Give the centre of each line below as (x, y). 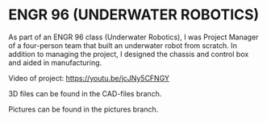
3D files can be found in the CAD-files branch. (85, 93)
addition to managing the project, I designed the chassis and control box (129, 54)
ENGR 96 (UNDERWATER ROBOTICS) (134, 15)
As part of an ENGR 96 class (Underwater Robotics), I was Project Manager (133, 37)
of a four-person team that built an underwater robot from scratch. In (123, 45)
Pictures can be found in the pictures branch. (83, 109)
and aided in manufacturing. (55, 63)
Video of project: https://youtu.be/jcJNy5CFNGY (89, 78)
